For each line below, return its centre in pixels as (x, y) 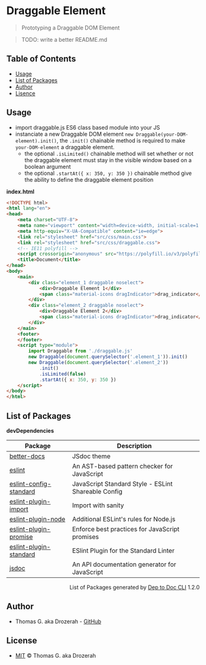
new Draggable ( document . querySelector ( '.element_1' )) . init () (108, 357)
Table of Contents (41, 59)
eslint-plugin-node (37, 519)
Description (134, 446)
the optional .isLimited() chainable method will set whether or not (109, 154)
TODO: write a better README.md (64, 39)
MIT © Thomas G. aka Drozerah (55, 655)
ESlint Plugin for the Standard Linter (123, 550)
